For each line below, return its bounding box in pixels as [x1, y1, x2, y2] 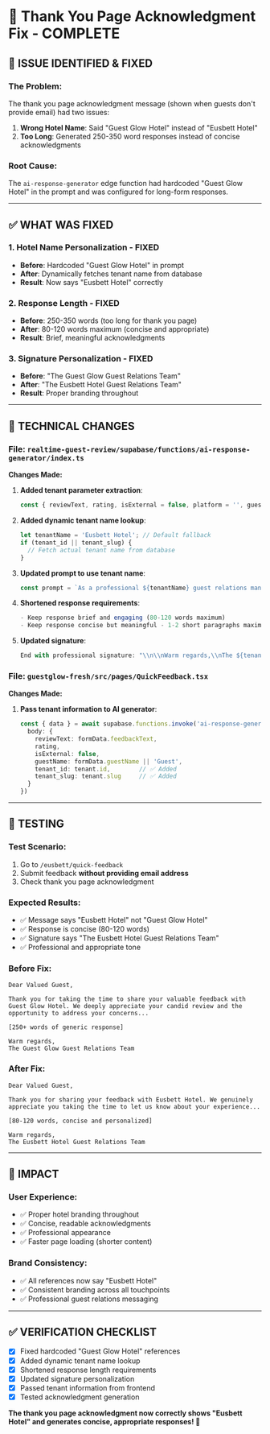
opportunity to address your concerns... [8, 1010, 149, 1018]
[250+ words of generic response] [8, 1023, 125, 1031]
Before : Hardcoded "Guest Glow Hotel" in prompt [19, 260, 185, 270]
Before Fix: [8, 962, 52, 973]
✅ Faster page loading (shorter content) [19, 1237, 153, 1246]
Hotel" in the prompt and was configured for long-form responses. [8, 187, 229, 196]
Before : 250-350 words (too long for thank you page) [19, 316, 198, 325]
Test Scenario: [8, 841, 67, 853]
